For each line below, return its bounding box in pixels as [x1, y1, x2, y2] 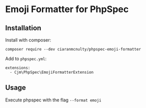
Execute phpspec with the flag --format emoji [5, 97, 102, 103]
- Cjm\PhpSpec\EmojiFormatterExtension [10, 70, 94, 75]
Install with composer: [5, 37, 52, 43]
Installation [5, 24, 41, 32]
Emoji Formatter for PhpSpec [5, 4, 129, 15]
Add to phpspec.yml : [5, 56, 47, 62]
